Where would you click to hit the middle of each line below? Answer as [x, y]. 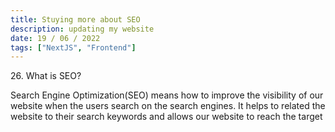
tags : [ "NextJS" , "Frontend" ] [73, 47]
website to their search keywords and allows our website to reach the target [166, 117]
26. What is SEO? [46, 76]
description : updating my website [82, 29]
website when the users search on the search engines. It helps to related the [168, 106]
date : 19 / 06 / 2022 [55, 38]
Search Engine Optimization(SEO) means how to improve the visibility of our [167, 95]
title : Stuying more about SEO [75, 19]
